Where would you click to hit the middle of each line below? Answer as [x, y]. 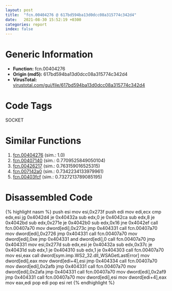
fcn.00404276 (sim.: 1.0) [39, 155]
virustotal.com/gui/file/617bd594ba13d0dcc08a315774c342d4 [79, 85]
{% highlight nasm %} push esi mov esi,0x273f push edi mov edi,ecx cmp [83, 211]
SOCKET [15, 120]
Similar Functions [43, 141]
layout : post [19, 10]
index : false [19, 29]
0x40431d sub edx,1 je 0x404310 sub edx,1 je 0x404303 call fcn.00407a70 [85, 250]
